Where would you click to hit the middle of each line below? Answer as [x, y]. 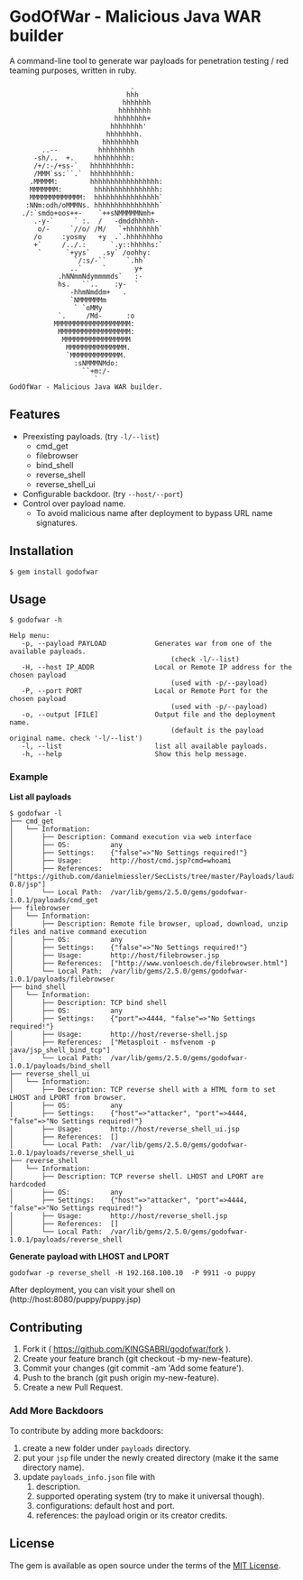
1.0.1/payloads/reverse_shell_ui [72, 1152]
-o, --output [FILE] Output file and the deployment [149, 715]
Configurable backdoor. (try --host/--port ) [103, 494]
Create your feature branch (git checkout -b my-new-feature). [138, 1359]
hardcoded [28, 1184]
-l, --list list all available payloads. [145, 746]
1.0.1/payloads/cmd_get [54, 900]
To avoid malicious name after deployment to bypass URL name [154, 513]
